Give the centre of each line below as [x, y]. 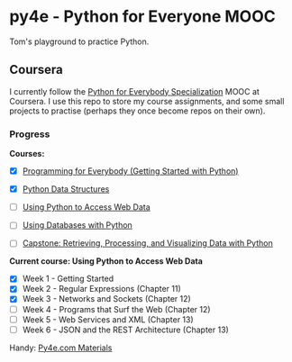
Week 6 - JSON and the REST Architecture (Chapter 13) [126, 330]
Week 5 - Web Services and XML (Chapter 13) [108, 319]
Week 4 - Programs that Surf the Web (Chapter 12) [116, 309]
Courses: [27, 154]
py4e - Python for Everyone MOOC [143, 17]
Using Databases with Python [77, 225]
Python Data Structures [66, 189]
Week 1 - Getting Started [68, 279]
